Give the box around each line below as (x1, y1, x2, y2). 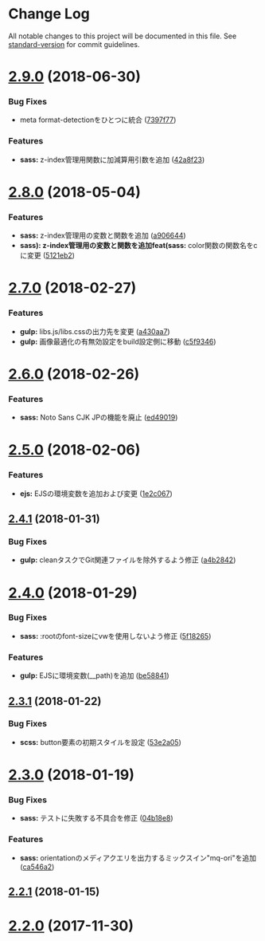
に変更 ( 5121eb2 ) (19, 250, 76, 260)
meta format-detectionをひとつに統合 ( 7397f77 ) (19, 115, 177, 124)
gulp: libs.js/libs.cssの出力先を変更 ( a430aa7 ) (19, 326, 170, 336)
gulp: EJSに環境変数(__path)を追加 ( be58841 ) (19, 671, 170, 680)
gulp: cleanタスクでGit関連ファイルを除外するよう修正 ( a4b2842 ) (19, 555, 236, 565)
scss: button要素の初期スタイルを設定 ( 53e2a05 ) (19, 737, 181, 746)
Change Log (8, 5, 90, 23)
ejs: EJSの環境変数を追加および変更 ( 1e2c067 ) (19, 488, 173, 498)
